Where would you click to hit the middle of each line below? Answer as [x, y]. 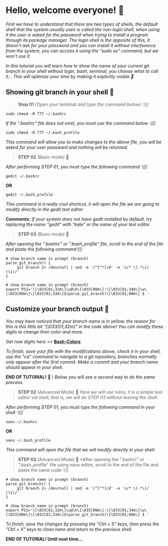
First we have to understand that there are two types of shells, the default [82, 24]
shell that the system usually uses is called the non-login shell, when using [83, 29]
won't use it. [18, 56]
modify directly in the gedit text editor [44, 209]
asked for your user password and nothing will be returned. [67, 147]
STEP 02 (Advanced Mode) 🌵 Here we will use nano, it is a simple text [90, 392]
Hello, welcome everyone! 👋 [65, 10]
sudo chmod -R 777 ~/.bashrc [36, 114]
